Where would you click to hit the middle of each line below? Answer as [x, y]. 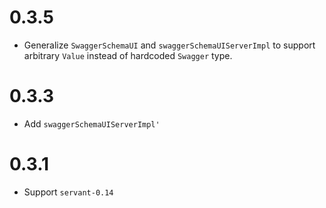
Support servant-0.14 [68, 192]
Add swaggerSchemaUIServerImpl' [92, 123]
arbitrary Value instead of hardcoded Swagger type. [128, 55]
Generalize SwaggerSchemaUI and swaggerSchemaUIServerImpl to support [169, 45]
